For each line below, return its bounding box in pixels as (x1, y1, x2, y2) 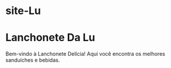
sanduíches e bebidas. (5, 57, 60, 64)
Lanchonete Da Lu (5, 31, 95, 45)
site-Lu (5, 4, 42, 18)
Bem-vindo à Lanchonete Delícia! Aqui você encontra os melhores (5, 50, 165, 57)
